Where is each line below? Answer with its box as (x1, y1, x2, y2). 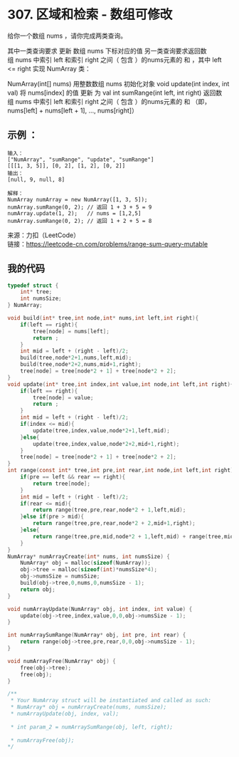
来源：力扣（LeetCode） (7, 231, 80, 239)
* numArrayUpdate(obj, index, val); (10, 710, 119, 718)
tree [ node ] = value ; (33, 394, 94, 401)
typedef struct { (7, 282, 59, 289)
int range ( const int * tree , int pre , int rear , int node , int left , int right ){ (7, 467, 237, 474)
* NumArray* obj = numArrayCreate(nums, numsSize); (10, 704, 167, 711)
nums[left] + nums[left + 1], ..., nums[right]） (7, 106, 139, 115)
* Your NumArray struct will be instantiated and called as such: (10, 697, 212, 704)
